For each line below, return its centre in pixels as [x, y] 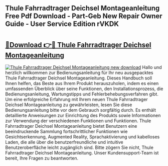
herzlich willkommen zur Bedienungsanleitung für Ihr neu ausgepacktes [79, 73]
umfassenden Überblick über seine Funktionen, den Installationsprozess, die [84, 89]
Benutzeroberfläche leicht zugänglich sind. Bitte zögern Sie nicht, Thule [79, 147]
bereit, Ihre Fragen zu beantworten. [42, 158]
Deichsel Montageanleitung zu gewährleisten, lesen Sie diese [69, 105]
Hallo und [152, 67]
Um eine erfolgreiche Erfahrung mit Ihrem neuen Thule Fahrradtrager [76, 99]
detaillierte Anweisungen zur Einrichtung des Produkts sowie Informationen [83, 115]
